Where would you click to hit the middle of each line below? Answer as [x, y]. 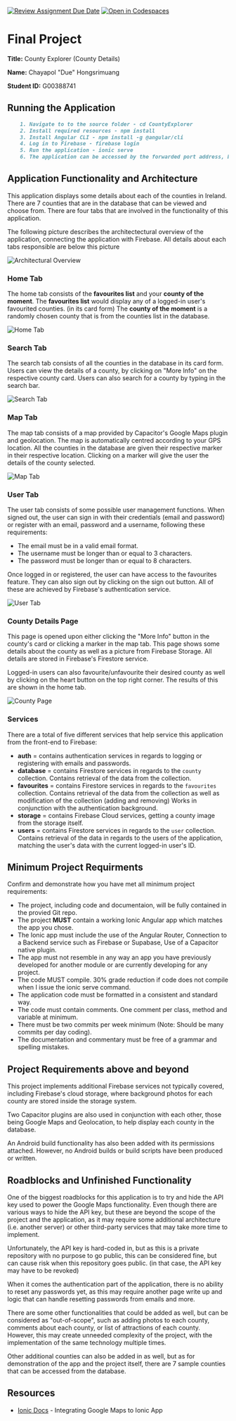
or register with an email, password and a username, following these [106, 525]
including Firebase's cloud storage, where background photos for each [110, 1094]
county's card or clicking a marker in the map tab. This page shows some [113, 644]
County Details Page [43, 621]
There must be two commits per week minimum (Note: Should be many [120, 1025]
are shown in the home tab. [47, 687]
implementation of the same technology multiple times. [87, 1343]
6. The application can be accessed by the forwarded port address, [122, 157]
